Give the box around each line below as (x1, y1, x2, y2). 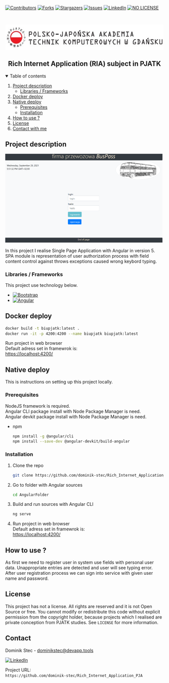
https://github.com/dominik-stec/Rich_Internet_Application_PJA (5, 673, 143, 678)
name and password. (5, 575, 49, 581)
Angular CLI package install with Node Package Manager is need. (5, 408, 141, 414)
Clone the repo (12, 462, 44, 468)
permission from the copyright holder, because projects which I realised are (5, 614, 162, 620)
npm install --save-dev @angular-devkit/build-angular (12, 439, 130, 444)
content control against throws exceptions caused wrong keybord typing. (5, 258, 157, 264)
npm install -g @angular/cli (12, 433, 74, 439)
